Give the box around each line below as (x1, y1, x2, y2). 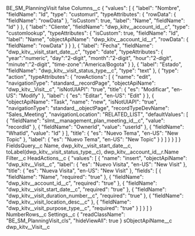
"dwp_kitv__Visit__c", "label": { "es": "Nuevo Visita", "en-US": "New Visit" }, (6, 161, 187, 168)
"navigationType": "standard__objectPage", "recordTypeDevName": (6, 105, 169, 111)
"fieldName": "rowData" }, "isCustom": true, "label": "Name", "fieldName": (6, 17, 185, 24)
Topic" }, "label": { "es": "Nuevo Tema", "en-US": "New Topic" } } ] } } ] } (6, 136, 181, 142)
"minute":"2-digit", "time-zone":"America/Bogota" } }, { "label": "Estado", (6, 61, 183, 68)
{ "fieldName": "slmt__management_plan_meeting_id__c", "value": (6, 117, 166, 124)
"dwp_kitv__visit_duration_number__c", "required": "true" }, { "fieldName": (6, 192, 184, 199)
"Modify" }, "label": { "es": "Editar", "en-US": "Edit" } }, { (18, 92, 154, 99)
